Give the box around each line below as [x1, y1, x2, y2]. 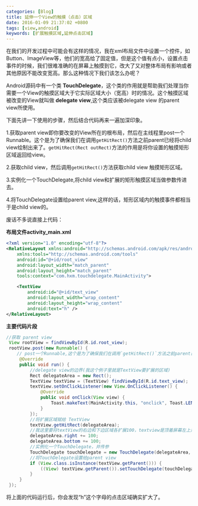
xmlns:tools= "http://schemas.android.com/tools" [16, 251, 138, 257]
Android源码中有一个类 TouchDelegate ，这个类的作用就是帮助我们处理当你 [6, 82, 189, 89]
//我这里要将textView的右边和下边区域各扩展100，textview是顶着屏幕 [29, 428, 182, 434]
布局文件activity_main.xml [6, 229, 72, 236]
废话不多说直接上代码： [6, 216, 63, 223]
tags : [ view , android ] [6, 25, 60, 31]
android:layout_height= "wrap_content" [27, 300, 123, 306]
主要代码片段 [6, 322, 37, 330]
